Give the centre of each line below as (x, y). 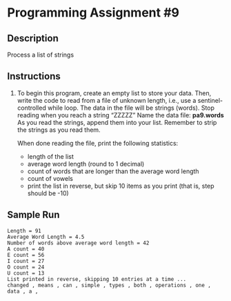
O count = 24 (26, 267)
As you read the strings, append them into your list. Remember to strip (117, 122)
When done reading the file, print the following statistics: (98, 143)
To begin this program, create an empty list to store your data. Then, (114, 93)
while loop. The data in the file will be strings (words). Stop (131, 108)
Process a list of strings (41, 55)
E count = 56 (26, 255)
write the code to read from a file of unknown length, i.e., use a (107, 100)
